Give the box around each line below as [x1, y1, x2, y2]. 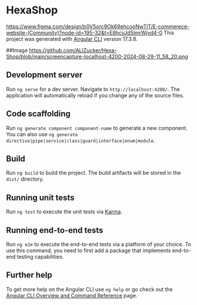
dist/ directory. [6, 175, 44, 182]
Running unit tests [6, 192, 75, 202]
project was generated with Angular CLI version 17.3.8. [6, 35, 138, 42]
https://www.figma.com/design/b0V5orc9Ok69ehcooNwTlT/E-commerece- [6, 23, 190, 30]
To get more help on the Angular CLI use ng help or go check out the [6, 286, 173, 293]
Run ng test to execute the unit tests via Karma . [6, 208, 122, 215]
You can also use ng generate [6, 130, 78, 138]
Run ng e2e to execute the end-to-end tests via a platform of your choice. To [6, 241, 192, 248]
